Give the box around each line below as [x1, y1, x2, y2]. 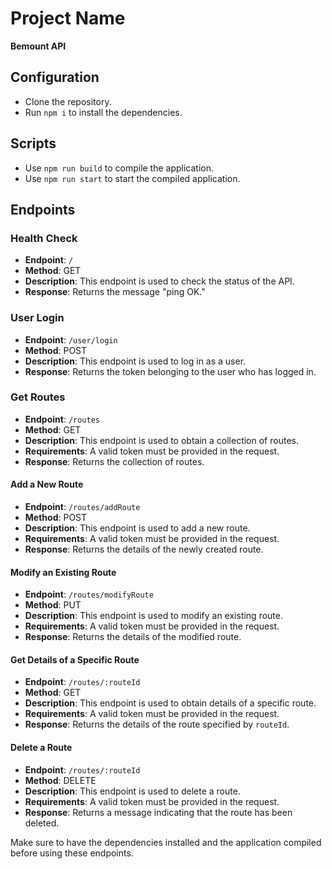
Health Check [10, 231, 78, 245]
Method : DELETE [24, 774, 97, 786]
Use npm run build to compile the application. [24, 162, 215, 174]
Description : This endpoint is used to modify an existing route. [24, 610, 283, 622]
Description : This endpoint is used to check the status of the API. [24, 275, 295, 287]
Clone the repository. [24, 95, 112, 107]
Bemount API [10, 40, 67, 52]
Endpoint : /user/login [24, 333, 118, 346]
